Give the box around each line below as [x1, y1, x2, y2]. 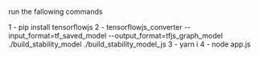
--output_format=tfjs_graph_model [108, 31, 224, 40]
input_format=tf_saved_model [8, 31, 107, 40]
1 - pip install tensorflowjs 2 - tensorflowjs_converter [8, 22, 183, 31]
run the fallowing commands [8, 7, 103, 16]
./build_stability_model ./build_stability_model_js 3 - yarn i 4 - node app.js [8, 39, 251, 49]
